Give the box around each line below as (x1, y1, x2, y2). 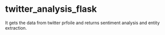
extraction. (5, 25, 27, 31)
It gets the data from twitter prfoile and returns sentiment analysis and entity (5, 20, 160, 26)
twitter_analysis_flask (5, 3, 97, 15)
